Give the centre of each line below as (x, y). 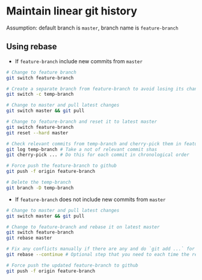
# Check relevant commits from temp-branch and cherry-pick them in (94, 144)
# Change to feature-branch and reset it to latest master (82, 122)
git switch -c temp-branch (40, 95)
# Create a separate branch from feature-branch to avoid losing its (95, 89)
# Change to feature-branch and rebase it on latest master (83, 227)
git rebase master (29, 238)
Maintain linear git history (72, 11)
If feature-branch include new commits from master (79, 61)
